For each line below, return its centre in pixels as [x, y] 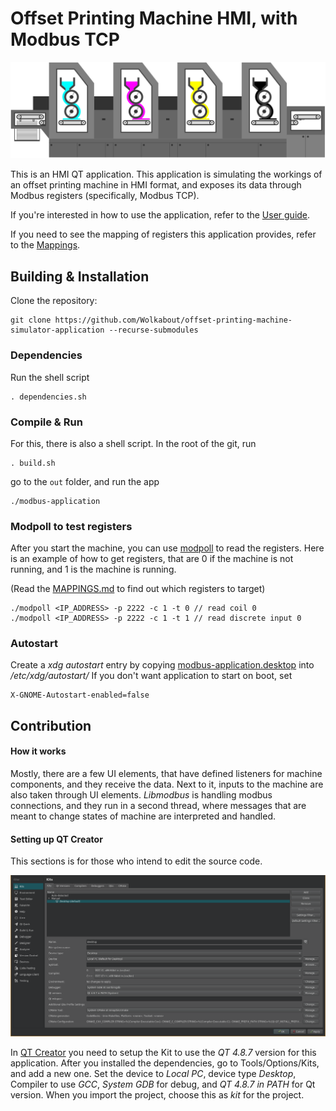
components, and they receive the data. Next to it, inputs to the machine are [167, 784]
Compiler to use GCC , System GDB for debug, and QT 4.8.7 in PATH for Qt [163, 1084]
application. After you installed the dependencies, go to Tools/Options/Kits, [165, 1063]
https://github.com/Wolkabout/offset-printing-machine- [173, 320]
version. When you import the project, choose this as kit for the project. [157, 1094]
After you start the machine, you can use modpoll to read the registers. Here [167, 548]
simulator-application [57, 330]
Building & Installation [80, 276]
